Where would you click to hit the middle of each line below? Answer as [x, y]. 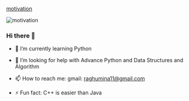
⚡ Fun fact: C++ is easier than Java [58, 93]
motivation [19, 9]
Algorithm [27, 67]
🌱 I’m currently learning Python [53, 49]
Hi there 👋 [21, 35]
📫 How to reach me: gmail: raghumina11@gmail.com [80, 79]
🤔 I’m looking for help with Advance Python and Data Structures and [99, 60]
